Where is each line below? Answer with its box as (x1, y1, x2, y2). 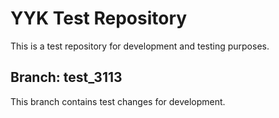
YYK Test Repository (10, 7, 188, 30)
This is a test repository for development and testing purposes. (10, 40, 270, 52)
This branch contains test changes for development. (10, 95, 226, 107)
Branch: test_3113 (10, 69, 123, 86)
